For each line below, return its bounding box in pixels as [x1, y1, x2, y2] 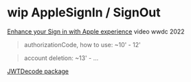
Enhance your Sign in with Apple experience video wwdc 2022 [7, 27, 185, 36]
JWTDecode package [7, 67, 69, 75]
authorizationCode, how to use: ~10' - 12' [23, 40, 141, 49]
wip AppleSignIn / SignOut [7, 5, 161, 20]
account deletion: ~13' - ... [23, 53, 99, 62]
